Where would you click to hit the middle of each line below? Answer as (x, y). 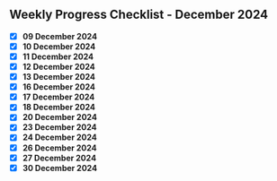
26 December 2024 (59, 148)
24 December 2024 (59, 137)
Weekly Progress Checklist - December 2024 (139, 15)
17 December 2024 (58, 97)
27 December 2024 (59, 158)
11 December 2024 (58, 56)
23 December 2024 (59, 127)
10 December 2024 (59, 46)
